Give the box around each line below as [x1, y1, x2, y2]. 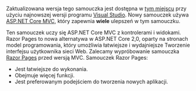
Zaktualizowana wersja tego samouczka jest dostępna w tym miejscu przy [6, 5, 187, 12]
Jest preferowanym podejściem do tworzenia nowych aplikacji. [14, 78, 168, 85]
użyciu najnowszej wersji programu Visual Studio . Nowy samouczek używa [6, 11, 189, 18]
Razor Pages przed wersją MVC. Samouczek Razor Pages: [6, 54, 148, 61]
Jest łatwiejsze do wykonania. [14, 66, 89, 73]
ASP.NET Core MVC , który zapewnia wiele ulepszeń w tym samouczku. [6, 18, 181, 24]
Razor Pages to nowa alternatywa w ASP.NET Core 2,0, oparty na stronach [6, 35, 188, 42]
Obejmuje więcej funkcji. [14, 72, 75, 79]
